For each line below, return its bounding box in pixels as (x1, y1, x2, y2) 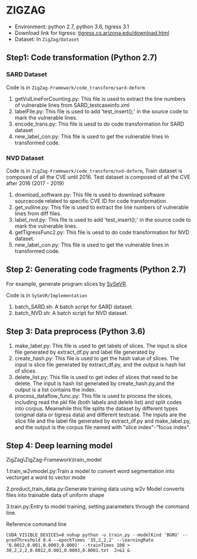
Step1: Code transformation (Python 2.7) (6, 52, 158, 63)
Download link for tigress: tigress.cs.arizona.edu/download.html (14, 29, 169, 36)
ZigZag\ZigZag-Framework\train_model (6, 456, 102, 463)
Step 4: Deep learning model (6, 440, 113, 451)
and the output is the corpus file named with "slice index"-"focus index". (14, 423, 191, 430)
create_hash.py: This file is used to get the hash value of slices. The (14, 354, 179, 361)
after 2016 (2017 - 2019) (6, 179, 65, 186)
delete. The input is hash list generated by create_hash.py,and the (14, 380, 175, 387)
